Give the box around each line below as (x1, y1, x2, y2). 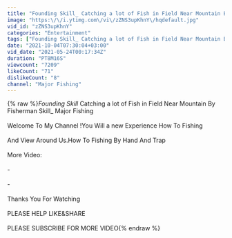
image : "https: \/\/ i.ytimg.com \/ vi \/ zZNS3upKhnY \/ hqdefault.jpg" (7, 17, 199, 23)
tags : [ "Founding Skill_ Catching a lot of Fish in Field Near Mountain (7, 36, 221, 43)
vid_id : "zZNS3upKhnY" (7, 23, 72, 30)
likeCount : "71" (7, 68, 54, 75)
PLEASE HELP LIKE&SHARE (7, 210, 86, 218)
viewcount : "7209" (7, 61, 60, 68)
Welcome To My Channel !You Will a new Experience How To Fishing (7, 121, 203, 130)
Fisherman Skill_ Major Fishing (7, 107, 94, 115)
